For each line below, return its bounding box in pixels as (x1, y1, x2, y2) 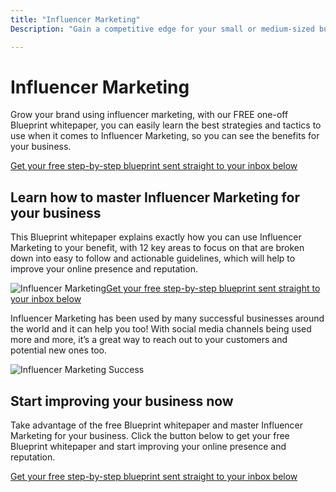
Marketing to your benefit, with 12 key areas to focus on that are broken (10, 242, 305, 254)
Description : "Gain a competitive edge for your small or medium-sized (10, 24, 315, 34)
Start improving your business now (10, 392, 234, 410)
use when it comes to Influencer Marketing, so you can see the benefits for (10, 130, 320, 142)
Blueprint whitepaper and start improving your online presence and (10, 441, 287, 453)
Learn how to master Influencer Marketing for (10, 189, 300, 206)
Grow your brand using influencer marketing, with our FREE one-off (10, 109, 289, 121)
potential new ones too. (10, 344, 107, 356)
